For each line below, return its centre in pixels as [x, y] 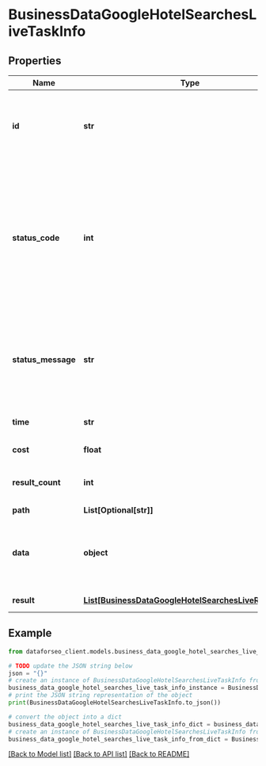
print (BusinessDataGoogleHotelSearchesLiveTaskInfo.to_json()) [115, 703]
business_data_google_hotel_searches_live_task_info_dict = [110, 724]
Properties [35, 61]
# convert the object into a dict [65, 717]
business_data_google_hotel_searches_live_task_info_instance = [116, 688]
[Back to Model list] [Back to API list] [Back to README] [99, 754]
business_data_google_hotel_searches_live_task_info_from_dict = [118, 739]
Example [30, 633]
